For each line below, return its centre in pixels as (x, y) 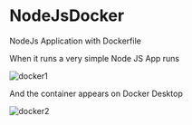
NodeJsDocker (67, 16)
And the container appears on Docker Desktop (96, 93)
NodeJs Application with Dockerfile (76, 41)
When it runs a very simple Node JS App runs (94, 58)
